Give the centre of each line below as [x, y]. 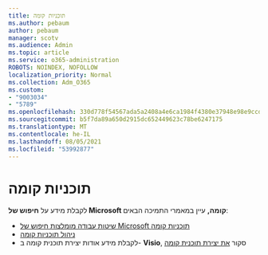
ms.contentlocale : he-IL [49, 134]
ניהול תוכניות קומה [47, 234]
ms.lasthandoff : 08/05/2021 [55, 141]
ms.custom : [26, 90]
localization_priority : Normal [60, 75]
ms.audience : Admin [41, 45]
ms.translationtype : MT [48, 127]
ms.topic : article [39, 53]
